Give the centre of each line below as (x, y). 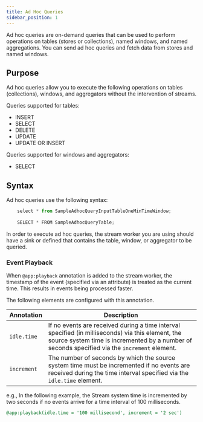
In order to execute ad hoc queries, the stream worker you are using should (100, 234)
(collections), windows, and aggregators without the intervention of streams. (101, 94)
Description (121, 315)
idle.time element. (75, 380)
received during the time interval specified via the (118, 373)
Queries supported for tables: (43, 106)
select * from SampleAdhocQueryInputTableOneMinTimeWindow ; (94, 211)
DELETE (25, 130)
